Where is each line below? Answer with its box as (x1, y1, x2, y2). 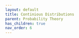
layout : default (5, 7, 39, 12)
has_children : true (5, 21, 46, 26)
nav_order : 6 (5, 26, 32, 31)
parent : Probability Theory (5, 16, 64, 21)
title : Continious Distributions (5, 12, 75, 17)
